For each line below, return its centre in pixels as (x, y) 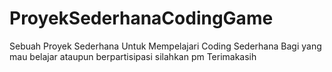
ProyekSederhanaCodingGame (141, 18)
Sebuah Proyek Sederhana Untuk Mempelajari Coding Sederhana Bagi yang (165, 46)
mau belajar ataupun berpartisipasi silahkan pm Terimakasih (133, 56)
